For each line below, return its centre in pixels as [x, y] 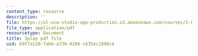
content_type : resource [35, 11]
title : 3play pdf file [34, 38]
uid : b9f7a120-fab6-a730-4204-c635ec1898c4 [60, 44]
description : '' [26, 17]
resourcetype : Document [35, 33]
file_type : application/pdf [41, 28]
